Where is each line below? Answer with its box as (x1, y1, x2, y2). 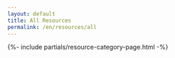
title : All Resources (7, 17, 72, 24)
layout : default (7, 10, 55, 18)
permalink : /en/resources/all (7, 23, 97, 30)
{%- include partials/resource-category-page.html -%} (7, 43, 169, 52)
